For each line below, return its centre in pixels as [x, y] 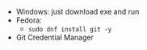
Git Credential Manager [55, 37]
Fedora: [29, 20]
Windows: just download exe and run [78, 12]
